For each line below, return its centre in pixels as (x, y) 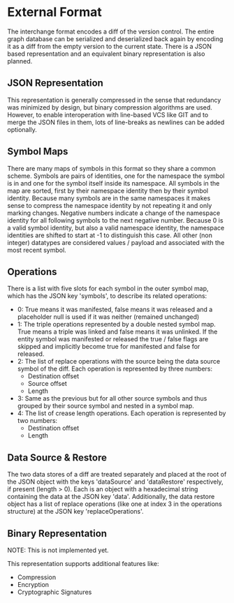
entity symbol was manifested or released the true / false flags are (113, 339)
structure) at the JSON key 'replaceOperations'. (76, 512)
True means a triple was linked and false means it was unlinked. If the (117, 332)
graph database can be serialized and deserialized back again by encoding (115, 38)
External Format (55, 12)
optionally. (22, 129)
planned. (20, 61)
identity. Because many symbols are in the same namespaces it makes (109, 198)
